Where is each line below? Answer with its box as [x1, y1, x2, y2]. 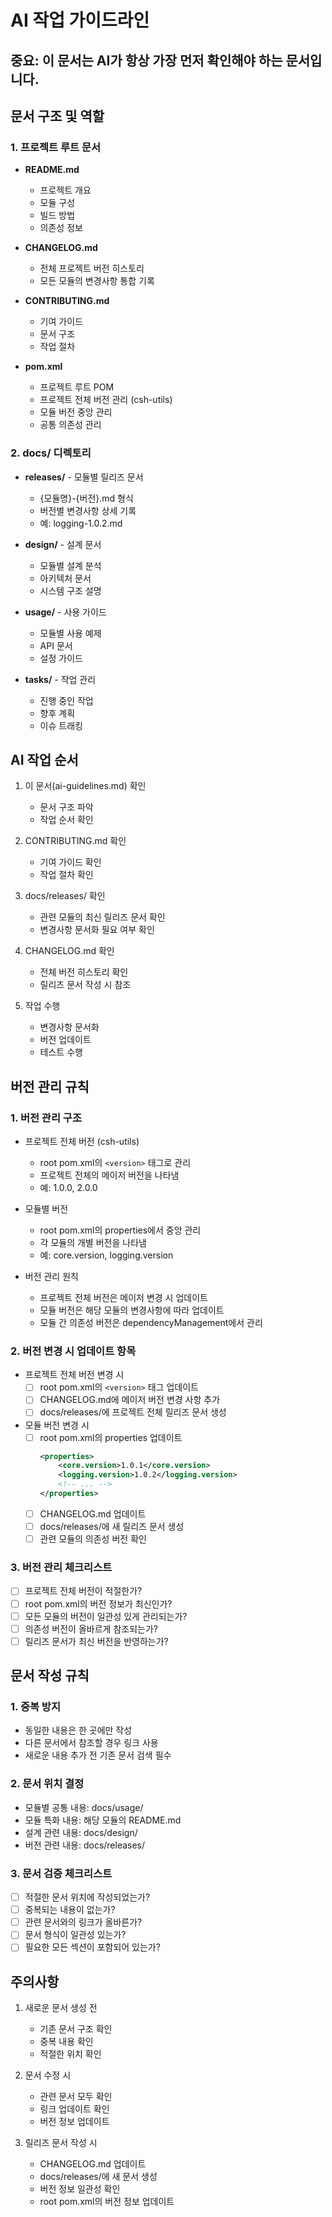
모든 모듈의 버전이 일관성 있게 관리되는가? [24, 1610, 188, 1622]
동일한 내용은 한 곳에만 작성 [24, 1724, 133, 1736]
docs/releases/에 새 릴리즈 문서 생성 [39, 1521, 185, 1533]
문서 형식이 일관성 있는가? [24, 1929, 127, 1941]
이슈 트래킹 [39, 719, 83, 731]
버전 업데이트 [39, 1034, 92, 1046]
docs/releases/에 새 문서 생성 [39, 2171, 158, 2183]
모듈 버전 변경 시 [24, 1419, 90, 1431]
